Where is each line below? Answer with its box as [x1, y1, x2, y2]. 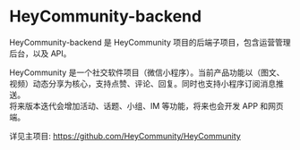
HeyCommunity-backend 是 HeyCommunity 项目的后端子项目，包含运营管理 [9, 37, 291, 47]
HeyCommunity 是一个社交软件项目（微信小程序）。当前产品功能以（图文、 [9, 67, 285, 78]
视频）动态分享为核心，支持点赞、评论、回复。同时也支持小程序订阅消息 [9, 78, 276, 88]
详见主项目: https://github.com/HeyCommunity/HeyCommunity [9, 130, 242, 141]
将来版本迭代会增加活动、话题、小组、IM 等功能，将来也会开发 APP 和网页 [9, 100, 284, 111]
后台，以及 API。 [9, 47, 72, 59]
